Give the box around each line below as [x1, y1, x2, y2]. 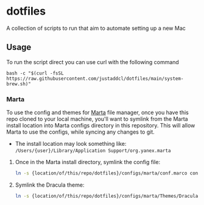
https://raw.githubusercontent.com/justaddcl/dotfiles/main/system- [6, 75, 184, 82]
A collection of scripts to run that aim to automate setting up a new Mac [6, 24, 186, 32]
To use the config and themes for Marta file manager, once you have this [6, 109, 189, 117]
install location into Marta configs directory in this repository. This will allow [6, 122, 195, 129]
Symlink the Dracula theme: [15, 181, 85, 189]
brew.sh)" [6, 81, 32, 87]
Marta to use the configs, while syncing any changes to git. [6, 128, 155, 135]
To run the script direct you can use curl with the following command [6, 58, 180, 65]
